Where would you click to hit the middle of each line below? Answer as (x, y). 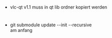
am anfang (21, 30)
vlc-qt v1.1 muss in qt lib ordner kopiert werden (59, 7)
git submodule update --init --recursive (51, 25)
